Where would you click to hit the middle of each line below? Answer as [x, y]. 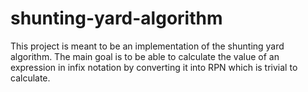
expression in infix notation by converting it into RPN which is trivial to [154, 67]
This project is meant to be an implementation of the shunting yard [147, 46]
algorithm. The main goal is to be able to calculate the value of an [145, 56]
